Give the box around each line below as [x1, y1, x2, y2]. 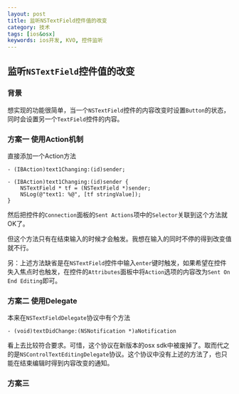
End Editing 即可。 [7, 276, 62, 285]
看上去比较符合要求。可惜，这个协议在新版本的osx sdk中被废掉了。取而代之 [7, 341, 230, 350]
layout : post [7, 10, 46, 18]
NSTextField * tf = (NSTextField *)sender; [20, 185, 152, 192]
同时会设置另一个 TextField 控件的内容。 [7, 115, 124, 123]
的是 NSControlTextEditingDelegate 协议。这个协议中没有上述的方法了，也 [7, 350, 222, 358]
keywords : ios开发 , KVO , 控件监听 [7, 37, 103, 44]
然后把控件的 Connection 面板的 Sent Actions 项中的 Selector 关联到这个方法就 [7, 211, 228, 219]
